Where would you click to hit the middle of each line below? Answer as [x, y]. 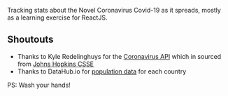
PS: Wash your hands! [39, 85]
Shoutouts [30, 40]
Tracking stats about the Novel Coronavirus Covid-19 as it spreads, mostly [114, 10]
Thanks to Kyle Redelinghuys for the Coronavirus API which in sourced [119, 56]
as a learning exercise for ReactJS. [57, 18]
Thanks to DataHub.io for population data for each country [102, 71]
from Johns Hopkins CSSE [56, 64]
